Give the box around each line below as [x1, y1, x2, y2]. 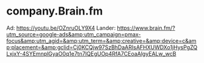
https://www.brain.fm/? [117, 24, 175, 31]
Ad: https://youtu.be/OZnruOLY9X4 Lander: [6, 24, 116, 31]
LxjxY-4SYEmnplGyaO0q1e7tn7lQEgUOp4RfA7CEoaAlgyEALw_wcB [6, 50, 177, 57]
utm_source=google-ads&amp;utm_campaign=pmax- [6, 30, 142, 38]
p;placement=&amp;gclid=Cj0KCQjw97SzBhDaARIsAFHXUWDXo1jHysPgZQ [6, 44, 197, 51]
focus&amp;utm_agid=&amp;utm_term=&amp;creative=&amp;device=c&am [6, 37, 197, 44]
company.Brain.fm [6, 4, 103, 18]
